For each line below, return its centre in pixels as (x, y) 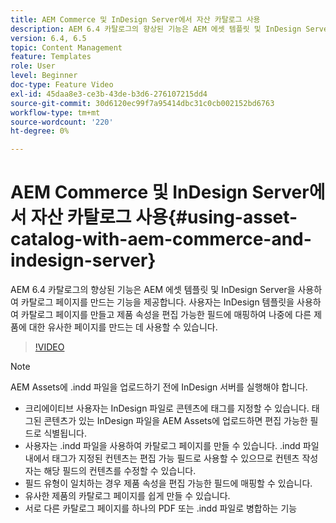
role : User (33, 66)
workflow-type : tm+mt (55, 112)
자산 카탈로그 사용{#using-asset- (164, 217)
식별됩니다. (65, 433)
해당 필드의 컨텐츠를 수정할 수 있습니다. (120, 471)
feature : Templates (51, 57)
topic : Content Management (66, 47)
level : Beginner (44, 76)
